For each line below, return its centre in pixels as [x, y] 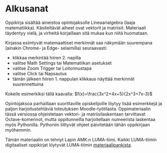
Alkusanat [27, 9]
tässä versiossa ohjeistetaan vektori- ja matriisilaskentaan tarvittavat [75, 114]
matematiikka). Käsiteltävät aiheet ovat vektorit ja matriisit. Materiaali [76, 27]
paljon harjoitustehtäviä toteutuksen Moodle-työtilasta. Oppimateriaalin [78, 109]
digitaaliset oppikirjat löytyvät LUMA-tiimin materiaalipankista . [69, 145]
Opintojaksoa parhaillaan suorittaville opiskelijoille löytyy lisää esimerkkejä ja [84, 103]
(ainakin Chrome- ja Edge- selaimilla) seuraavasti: [56, 48]
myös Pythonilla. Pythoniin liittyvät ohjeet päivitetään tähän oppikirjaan [78, 125]
